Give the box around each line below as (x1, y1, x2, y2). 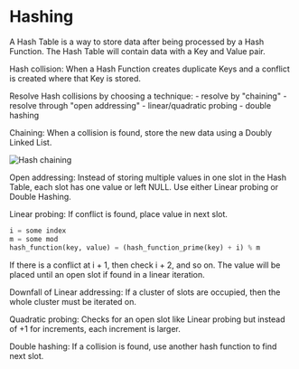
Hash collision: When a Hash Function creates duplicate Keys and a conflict (9, 63, 291, 74)
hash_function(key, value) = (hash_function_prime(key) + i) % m (9, 242, 260, 252)
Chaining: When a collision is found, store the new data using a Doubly (9, 127, 273, 137)
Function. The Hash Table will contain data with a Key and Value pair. (9, 45, 266, 56)
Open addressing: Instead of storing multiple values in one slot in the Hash (9, 172, 287, 183)
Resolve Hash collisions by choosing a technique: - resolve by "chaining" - (9, 90, 287, 101)
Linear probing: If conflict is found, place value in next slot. (9, 208, 229, 219)
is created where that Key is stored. (9, 72, 142, 83)
